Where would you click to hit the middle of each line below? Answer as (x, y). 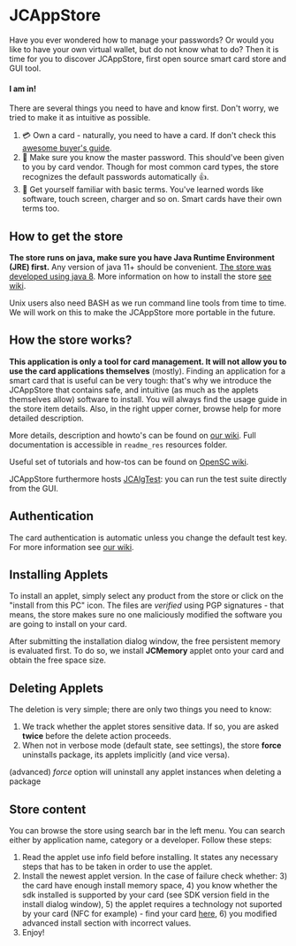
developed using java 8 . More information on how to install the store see (140, 276)
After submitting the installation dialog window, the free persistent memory (145, 641)
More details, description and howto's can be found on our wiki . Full (133, 435)
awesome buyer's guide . (67, 148)
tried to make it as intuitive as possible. (80, 118)
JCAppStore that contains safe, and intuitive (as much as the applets (134, 390)
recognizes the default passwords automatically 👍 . (115, 177)
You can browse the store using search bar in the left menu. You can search (147, 831)
